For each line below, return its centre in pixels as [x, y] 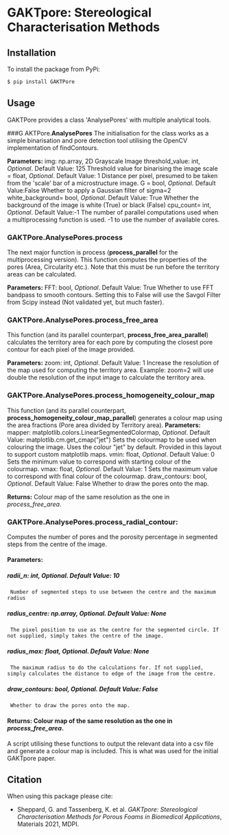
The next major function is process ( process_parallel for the [93, 252]
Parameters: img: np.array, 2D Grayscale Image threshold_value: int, [104, 161]
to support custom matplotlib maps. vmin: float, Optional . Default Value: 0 [111, 454]
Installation [32, 53]
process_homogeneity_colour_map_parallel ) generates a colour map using [115, 417]
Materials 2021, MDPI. [48, 824]
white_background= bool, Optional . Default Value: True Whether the [103, 197]
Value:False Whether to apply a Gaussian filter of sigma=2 [89, 190]
